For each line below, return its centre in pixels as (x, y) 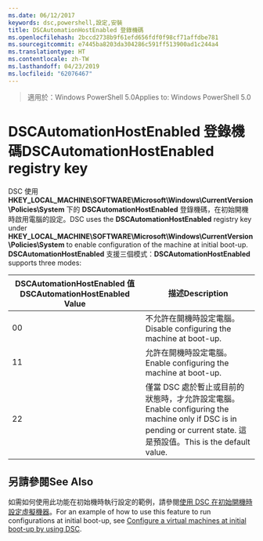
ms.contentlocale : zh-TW (49, 60)
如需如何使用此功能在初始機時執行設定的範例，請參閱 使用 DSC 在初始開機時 (130, 502)
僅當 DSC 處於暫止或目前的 (195, 387)
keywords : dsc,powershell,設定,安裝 (65, 23)
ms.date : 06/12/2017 (42, 15)
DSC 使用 (23, 191)
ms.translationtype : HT (47, 52)
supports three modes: (45, 263)
